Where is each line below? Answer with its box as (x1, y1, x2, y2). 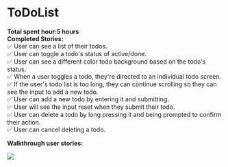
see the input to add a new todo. (7, 88, 99, 96)
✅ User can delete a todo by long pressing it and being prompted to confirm (7, 110, 222, 118)
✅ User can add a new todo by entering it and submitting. (7, 94, 169, 103)
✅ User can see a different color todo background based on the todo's (7, 57, 206, 66)
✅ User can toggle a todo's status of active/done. (7, 49, 147, 57)
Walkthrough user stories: (7, 139, 84, 147)
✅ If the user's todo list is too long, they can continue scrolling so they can (7, 80, 217, 88)
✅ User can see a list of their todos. (7, 42, 107, 50)
